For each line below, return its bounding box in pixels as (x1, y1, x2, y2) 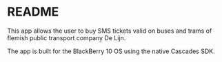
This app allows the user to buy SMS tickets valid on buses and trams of (7, 27, 212, 35)
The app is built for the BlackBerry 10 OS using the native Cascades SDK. (7, 47, 215, 55)
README (7, 4, 59, 20)
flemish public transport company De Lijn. (7, 33, 126, 42)
